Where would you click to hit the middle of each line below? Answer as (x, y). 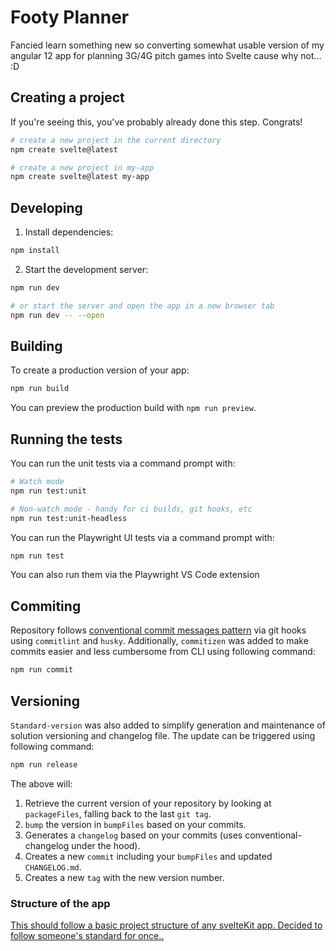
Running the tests (66, 439)
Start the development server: (86, 269)
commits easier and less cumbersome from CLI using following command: (163, 652)
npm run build (40, 389)
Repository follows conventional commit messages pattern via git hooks (158, 630)
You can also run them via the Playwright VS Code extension (135, 575)
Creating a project (67, 97)
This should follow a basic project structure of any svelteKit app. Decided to (166, 925)
